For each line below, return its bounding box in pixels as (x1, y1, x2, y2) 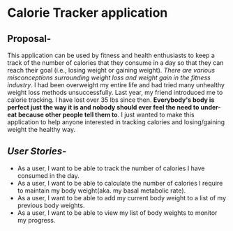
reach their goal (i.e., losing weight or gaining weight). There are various (7, 66, 215, 74)
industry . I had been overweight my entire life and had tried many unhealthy (7, 81, 225, 89)
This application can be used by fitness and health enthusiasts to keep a (7, 51, 215, 59)
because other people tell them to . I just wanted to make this (18, 110, 195, 119)
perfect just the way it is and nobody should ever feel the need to (7, 103, 200, 111)
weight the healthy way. (7, 126, 75, 133)
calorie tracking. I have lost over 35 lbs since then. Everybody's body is (7, 96, 215, 104)
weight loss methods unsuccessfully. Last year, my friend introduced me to (7, 89, 223, 96)
